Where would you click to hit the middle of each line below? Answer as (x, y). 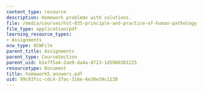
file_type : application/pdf (42, 29)
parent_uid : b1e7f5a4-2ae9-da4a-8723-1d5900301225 (72, 62)
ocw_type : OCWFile (29, 46)
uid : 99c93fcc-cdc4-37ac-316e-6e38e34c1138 (62, 79)
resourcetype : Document (36, 68)
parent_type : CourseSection (42, 57)
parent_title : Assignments (40, 51)
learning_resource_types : (39, 34)
